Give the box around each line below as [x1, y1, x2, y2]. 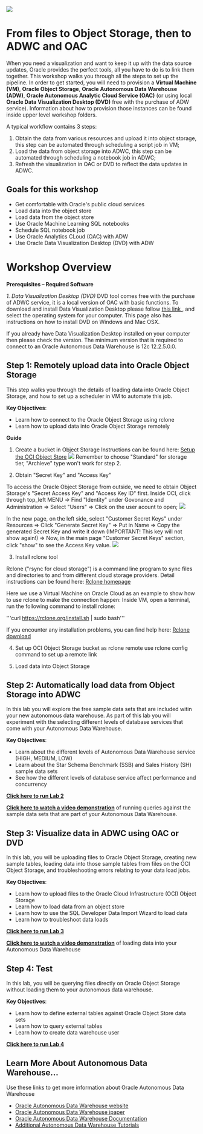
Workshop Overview [6, 260, 112, 274]
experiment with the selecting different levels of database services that [6, 718, 183, 726]
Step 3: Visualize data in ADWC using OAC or [6, 828, 179, 839]
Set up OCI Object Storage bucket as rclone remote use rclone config [14, 644, 188, 652]
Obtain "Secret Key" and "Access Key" [14, 471, 112, 479]
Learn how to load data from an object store [14, 903, 125, 910]
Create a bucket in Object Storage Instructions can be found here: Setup [14, 446, 195, 453]
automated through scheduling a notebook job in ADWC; [14, 154, 156, 161]
